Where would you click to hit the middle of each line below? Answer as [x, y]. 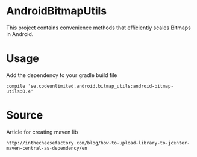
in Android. [20, 34]
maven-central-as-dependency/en [47, 148]
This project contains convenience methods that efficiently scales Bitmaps [99, 28]
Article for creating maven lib [42, 132]
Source [25, 115]
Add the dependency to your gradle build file [62, 75]
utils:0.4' [20, 91]
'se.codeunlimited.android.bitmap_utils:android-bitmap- [101, 86]
